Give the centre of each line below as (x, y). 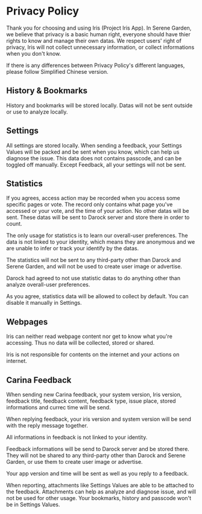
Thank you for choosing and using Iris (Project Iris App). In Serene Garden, (99, 28)
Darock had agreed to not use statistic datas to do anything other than (93, 278)
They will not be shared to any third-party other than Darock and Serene (96, 455)
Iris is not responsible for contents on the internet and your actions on (93, 354)
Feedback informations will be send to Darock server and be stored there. (98, 449)
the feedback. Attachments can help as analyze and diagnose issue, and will (101, 492)
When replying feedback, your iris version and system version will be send (99, 419)
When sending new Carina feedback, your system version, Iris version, (94, 395)
